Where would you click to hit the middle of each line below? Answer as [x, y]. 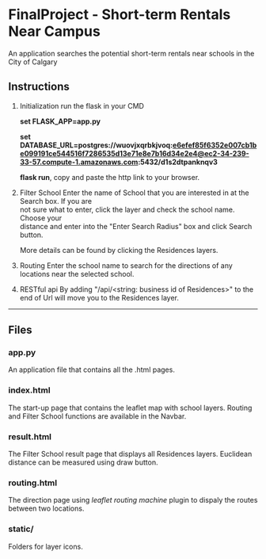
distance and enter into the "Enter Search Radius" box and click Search [136, 226]
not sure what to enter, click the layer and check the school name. [127, 209]
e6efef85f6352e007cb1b [215, 145]
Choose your [41, 218]
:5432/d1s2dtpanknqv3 [178, 162]
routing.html [33, 483]
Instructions [39, 87]
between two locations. [46, 508]
